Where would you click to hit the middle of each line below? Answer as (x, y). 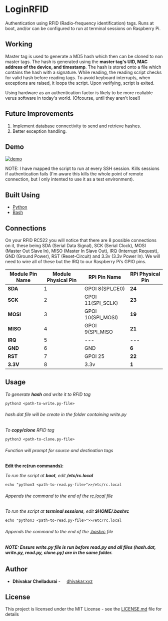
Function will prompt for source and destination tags (59, 450)
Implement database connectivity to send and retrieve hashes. (77, 126)
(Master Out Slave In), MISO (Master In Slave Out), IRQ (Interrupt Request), (82, 251)
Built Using (22, 195)
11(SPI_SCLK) (101, 303)
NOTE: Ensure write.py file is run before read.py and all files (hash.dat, (80, 547)
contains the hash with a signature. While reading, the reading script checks (83, 72)
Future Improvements (39, 114)
